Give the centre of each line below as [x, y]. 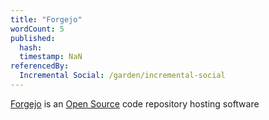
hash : [31, 47]
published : [33, 38]
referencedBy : [40, 66]
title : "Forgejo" [46, 19]
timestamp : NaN [51, 57]
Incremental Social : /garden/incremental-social [122, 76]
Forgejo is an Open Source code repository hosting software [135, 103]
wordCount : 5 [37, 29]
